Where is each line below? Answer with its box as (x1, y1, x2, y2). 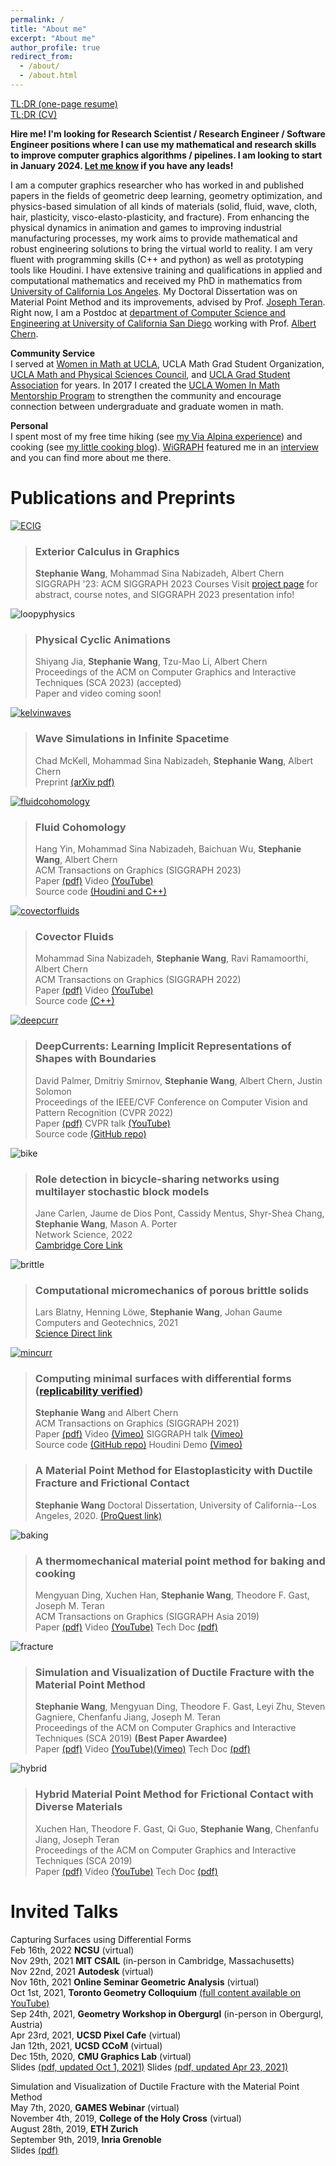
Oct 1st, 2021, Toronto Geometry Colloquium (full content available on (10, 1986, 302, 1998)
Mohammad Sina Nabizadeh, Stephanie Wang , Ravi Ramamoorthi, (34, 952, 309, 965)
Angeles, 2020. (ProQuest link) (34, 1509, 163, 1521)
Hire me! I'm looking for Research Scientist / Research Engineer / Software (10, 127, 326, 140)
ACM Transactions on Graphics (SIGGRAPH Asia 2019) (34, 1611, 260, 1623)
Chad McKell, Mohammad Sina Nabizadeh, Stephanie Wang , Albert (34, 754, 314, 766)
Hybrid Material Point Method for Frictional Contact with (34, 1787, 314, 1801)
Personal (10, 419, 49, 431)
